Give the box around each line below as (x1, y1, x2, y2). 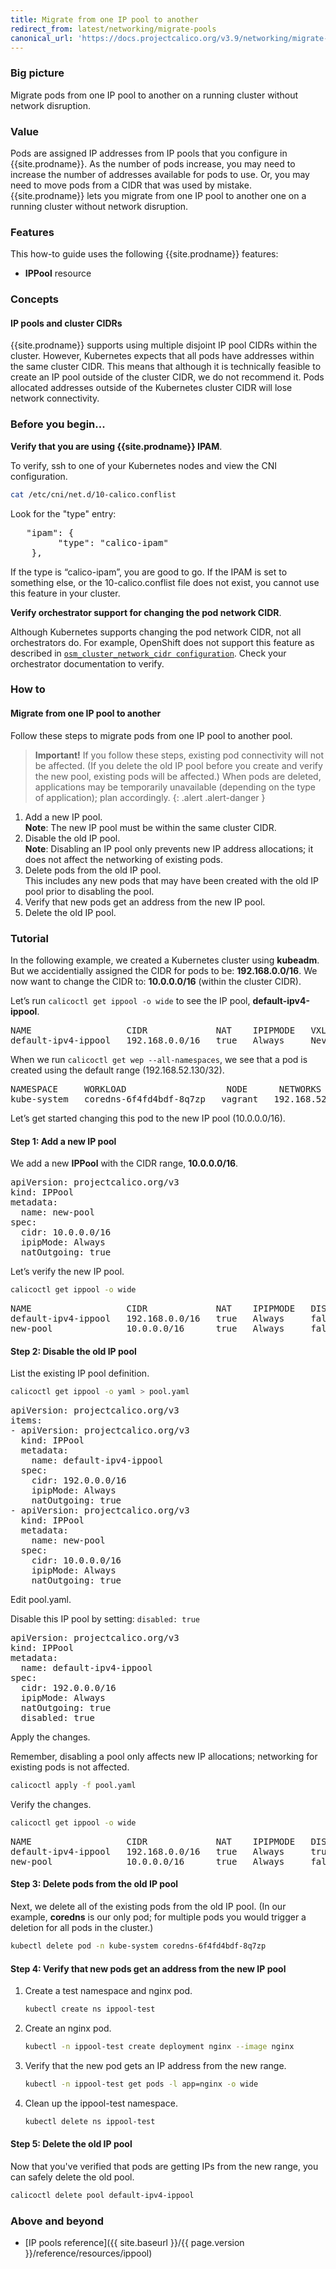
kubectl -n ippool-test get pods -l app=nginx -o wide (24, 2079, 259, 2089)
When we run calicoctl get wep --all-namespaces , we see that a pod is (10, 1053, 308, 1065)
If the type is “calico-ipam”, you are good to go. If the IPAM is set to (10, 566, 288, 578)
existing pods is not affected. (10, 1761, 130, 1773)
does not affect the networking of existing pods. (24, 853, 224, 865)
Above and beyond (10, 2214, 105, 2228)
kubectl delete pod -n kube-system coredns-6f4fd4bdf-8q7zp (10, 1941, 267, 1951)
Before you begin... (10, 417, 106, 431)
